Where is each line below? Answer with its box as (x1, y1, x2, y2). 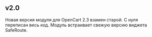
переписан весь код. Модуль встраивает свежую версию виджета (5, 22, 148, 28)
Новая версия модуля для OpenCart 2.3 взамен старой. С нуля (5, 17, 138, 22)
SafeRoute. (5, 27, 28, 33)
